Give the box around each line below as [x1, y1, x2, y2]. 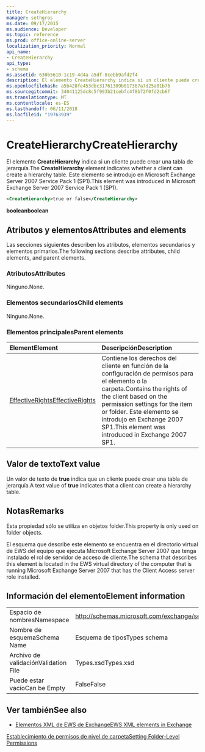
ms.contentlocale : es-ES [6, 100, 70, 106]
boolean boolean [6, 207, 49, 214]
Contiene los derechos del [101, 353, 177, 362]
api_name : [6, 49, 32, 55]
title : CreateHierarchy [6, 9, 67, 15]
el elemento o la [101, 377, 148, 385]
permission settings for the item [101, 399, 193, 408]
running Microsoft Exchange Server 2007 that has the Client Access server [6, 566, 195, 574]
